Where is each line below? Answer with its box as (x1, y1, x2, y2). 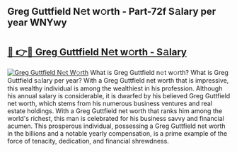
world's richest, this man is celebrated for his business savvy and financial (7, 115, 224, 122)
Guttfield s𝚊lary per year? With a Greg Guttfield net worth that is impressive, (7, 76, 229, 84)
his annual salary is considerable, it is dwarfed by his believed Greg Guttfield (7, 92, 231, 100)
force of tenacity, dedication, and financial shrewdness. (7, 137, 170, 145)
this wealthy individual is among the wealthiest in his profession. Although (7, 84, 223, 93)
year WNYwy (7, 17, 67, 29)
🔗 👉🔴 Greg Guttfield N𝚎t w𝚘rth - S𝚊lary (7, 46, 187, 58)
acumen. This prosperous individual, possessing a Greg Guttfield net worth (7, 122, 226, 130)
